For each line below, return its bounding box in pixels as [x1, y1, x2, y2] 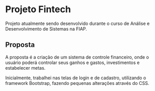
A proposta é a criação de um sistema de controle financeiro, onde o [5, 54, 149, 60]
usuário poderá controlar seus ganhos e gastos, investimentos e [5, 59, 140, 66]
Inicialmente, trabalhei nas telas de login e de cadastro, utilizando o [5, 75, 146, 81]
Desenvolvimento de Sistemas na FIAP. [5, 25, 87, 32]
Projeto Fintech [5, 4, 71, 15]
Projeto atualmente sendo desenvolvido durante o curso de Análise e [5, 20, 150, 26]
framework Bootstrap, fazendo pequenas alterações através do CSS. [5, 80, 149, 86]
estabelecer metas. [5, 65, 46, 71]
